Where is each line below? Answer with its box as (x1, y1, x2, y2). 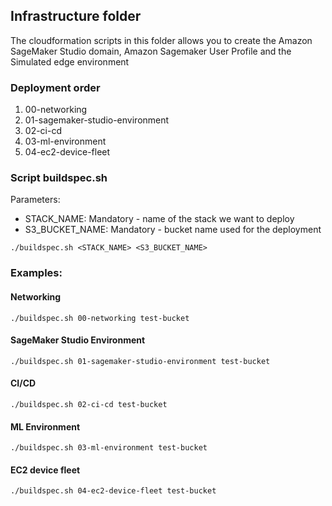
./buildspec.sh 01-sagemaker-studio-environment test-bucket (10, 356, 271, 366)
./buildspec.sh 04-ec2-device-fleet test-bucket (10, 486, 217, 496)
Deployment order (10, 80, 101, 94)
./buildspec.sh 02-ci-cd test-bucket (10, 399, 168, 409)
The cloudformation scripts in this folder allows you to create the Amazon (10, 34, 313, 46)
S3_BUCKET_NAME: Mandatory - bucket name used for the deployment (24, 224, 322, 236)
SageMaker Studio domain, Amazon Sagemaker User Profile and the (10, 45, 292, 57)
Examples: (10, 266, 63, 280)
